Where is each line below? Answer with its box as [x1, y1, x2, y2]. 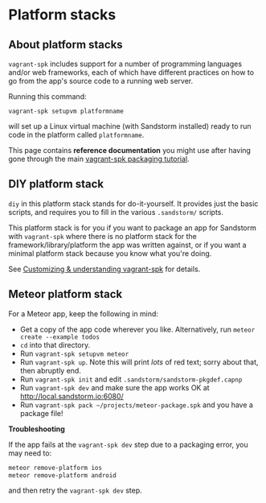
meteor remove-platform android [8, 471, 117, 480]
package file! [19, 408, 63, 418]
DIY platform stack [8, 177, 104, 191]
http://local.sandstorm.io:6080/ [19, 391, 125, 401]
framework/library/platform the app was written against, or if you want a [8, 240, 247, 249]
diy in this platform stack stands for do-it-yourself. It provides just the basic [8, 199, 259, 208]
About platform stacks [8, 38, 123, 52]
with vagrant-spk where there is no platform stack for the [8, 231, 197, 241]
